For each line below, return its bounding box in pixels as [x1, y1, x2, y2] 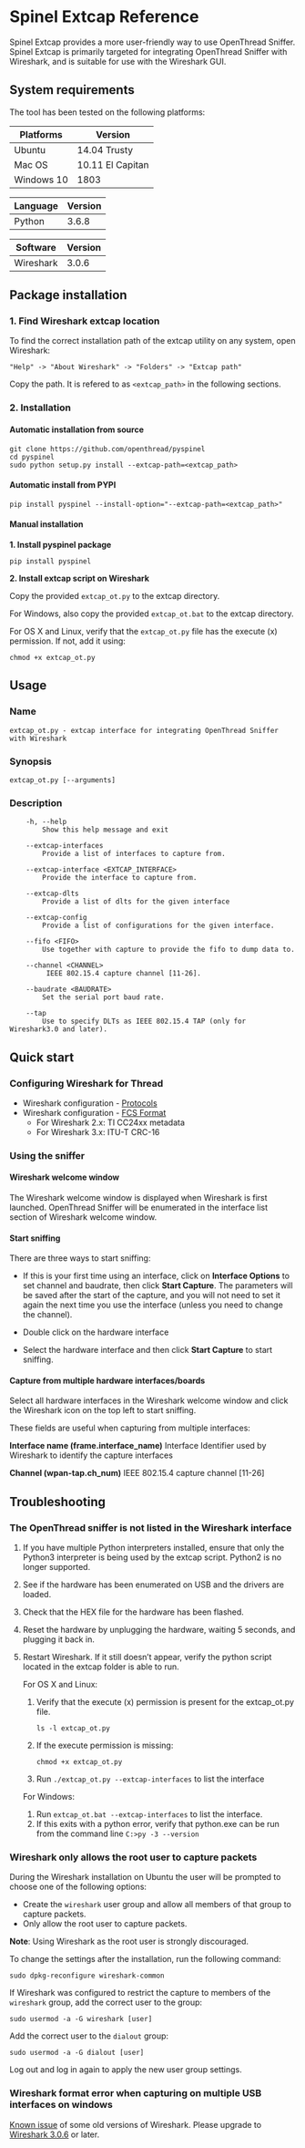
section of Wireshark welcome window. [9, 1212, 158, 1223]
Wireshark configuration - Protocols [22, 1097, 158, 1109]
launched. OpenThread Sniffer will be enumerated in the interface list [9, 1202, 269, 1213]
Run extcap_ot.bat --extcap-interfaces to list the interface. [36, 1809, 263, 1820]
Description [9, 796, 63, 809]
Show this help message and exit [42, 825, 169, 835]
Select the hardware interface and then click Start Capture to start [22, 1345, 273, 1356]
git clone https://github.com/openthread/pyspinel [9, 444, 206, 453]
